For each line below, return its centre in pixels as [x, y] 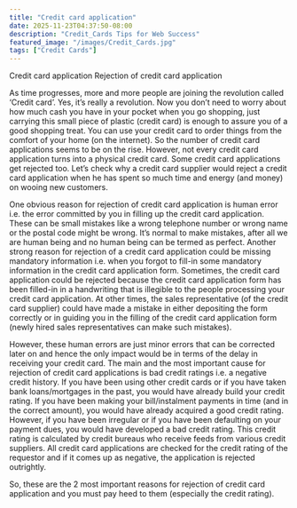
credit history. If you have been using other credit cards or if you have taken [148, 382]
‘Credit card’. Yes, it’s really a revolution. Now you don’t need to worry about [148, 102]
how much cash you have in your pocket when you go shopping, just [135, 112]
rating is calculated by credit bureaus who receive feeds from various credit [148, 439]
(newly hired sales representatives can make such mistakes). [121, 327]
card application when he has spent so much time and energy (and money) [146, 178]
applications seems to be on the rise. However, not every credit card [134, 150]
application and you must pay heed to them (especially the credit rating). [142, 494]
